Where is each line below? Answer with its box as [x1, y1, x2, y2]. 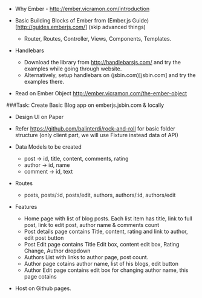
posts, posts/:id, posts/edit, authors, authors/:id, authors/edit [24, 191, 176, 198]
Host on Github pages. [15, 285, 71, 292]
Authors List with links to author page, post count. [24, 254, 149, 260]
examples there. [24, 78, 65, 85]
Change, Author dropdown [24, 247, 91, 254]
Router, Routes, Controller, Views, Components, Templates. [24, 35, 172, 42]
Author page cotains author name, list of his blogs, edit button [24, 260, 178, 267]
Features [15, 203, 37, 210]
